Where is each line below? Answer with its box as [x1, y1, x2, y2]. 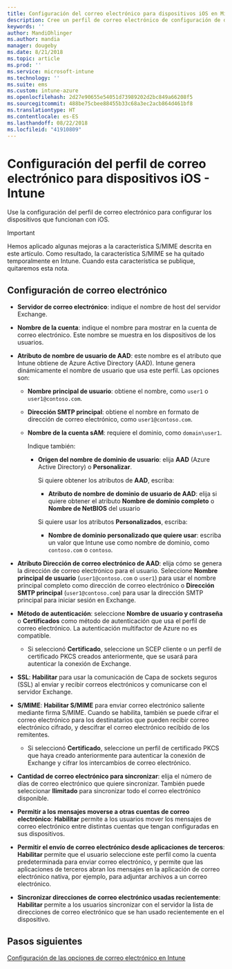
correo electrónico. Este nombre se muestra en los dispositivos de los [17, 331, 216, 339]
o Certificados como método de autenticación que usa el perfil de [17, 617, 206, 625]
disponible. [17, 794, 49, 803]
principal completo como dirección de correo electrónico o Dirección [17, 581, 215, 590]
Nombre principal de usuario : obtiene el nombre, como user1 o [27, 387, 209, 395]
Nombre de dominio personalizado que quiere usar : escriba [48, 531, 222, 540]
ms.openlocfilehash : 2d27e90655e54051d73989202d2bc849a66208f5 [7, 94, 193, 101]
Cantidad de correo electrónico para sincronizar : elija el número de [17, 772, 212, 781]
